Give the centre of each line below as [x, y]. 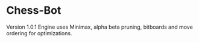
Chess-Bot [34, 10]
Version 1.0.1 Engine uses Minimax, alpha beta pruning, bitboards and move [99, 27]
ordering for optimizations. [39, 33]
